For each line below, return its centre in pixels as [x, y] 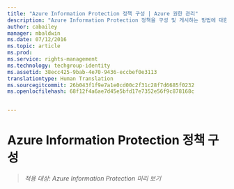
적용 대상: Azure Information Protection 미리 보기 [93, 179]
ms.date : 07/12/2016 [37, 40]
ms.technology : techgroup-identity [59, 66]
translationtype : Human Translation [60, 78]
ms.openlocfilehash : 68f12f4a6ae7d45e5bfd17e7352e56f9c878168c [101, 91]
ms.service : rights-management [53, 59]
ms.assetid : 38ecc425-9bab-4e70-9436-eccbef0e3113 [82, 72]
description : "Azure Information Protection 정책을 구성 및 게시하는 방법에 [111, 20]
